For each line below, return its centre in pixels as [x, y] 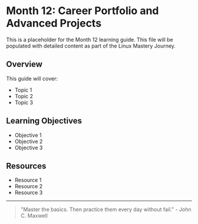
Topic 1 [23, 90]
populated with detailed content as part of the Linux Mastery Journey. [91, 46]
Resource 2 [29, 186]
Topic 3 [24, 102]
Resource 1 [28, 180]
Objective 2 [29, 141]
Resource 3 [29, 193]
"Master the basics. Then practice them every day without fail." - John [106, 209]
